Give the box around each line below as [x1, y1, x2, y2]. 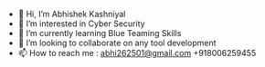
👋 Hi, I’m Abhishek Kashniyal [17, 9, 126, 19]
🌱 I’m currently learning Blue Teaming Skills [17, 28, 182, 38]
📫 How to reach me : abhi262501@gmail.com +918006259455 [17, 48, 257, 58]
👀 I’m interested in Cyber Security [17, 18, 145, 29]
